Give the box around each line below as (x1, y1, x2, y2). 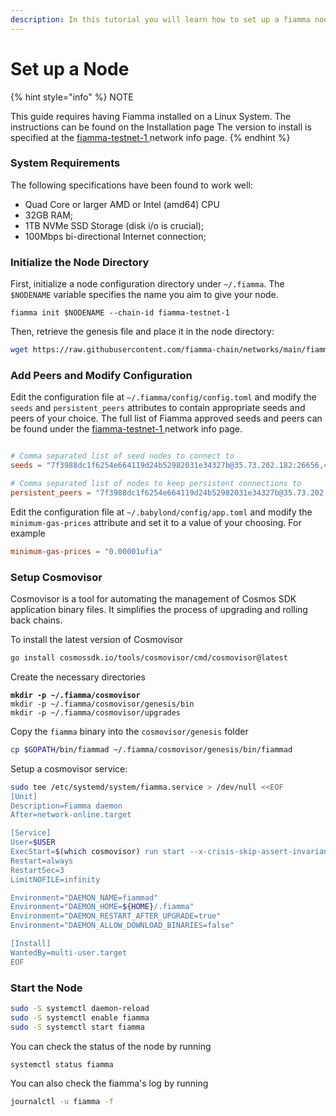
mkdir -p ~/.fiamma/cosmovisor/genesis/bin (10, 699, 195, 709)
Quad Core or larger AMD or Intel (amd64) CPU (24, 198, 220, 210)
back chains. (10, 614, 63, 626)
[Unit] (10, 791, 38, 801)
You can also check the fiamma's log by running (10, 1077, 209, 1090)
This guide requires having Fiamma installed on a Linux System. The (10, 110, 292, 122)
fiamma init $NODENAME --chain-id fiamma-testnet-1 (10, 308, 230, 318)
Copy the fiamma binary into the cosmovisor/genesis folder (10, 725, 249, 737)
